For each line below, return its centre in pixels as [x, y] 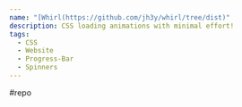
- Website [35, 51]
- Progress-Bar [46, 59]
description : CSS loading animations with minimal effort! [122, 26]
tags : [19, 34]
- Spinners [38, 68]
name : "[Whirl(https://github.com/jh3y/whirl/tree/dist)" [120, 17]
